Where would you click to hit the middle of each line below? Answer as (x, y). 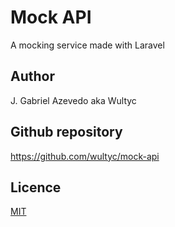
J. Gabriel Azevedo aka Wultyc (73, 100)
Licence (36, 187)
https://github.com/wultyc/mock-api (85, 156)
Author (32, 76)
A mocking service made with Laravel (87, 45)
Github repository (66, 132)
